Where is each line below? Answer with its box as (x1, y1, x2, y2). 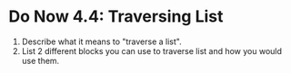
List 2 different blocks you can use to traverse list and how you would (21, 45, 283, 56)
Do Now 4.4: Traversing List (8, 6, 224, 27)
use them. (21, 55, 60, 66)
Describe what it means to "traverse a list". (21, 36, 183, 47)
